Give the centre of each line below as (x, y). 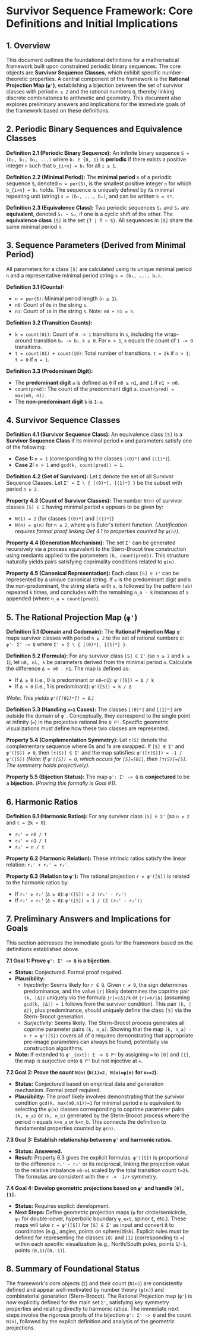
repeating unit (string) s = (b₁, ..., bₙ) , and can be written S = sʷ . (90, 196)
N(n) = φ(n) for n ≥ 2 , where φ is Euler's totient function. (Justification (101, 525)
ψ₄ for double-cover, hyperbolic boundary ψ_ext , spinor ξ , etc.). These (100, 1218)
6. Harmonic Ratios (42, 802)
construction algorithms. (53, 1048)
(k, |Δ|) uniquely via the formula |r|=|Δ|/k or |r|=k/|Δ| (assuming (107, 997)
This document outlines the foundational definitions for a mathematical (93, 60)
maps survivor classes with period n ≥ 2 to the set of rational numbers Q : (95, 638)
